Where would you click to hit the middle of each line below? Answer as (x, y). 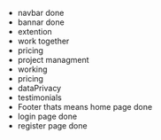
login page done (47, 116)
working (32, 69)
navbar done (41, 13)
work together (43, 41)
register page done (52, 126)
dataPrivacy (39, 88)
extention (35, 31)
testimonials (39, 97)
